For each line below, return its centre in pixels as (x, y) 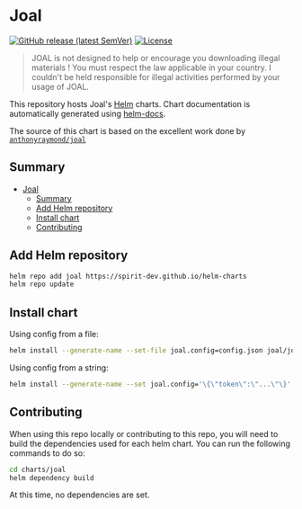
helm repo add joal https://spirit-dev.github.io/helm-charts (128, 276)
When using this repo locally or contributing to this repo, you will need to (144, 433)
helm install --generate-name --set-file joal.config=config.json (136, 351)
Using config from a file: (54, 335)
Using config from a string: (59, 368)
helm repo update (42, 284)
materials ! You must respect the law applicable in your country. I (151, 67)
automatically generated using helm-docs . (88, 113)
